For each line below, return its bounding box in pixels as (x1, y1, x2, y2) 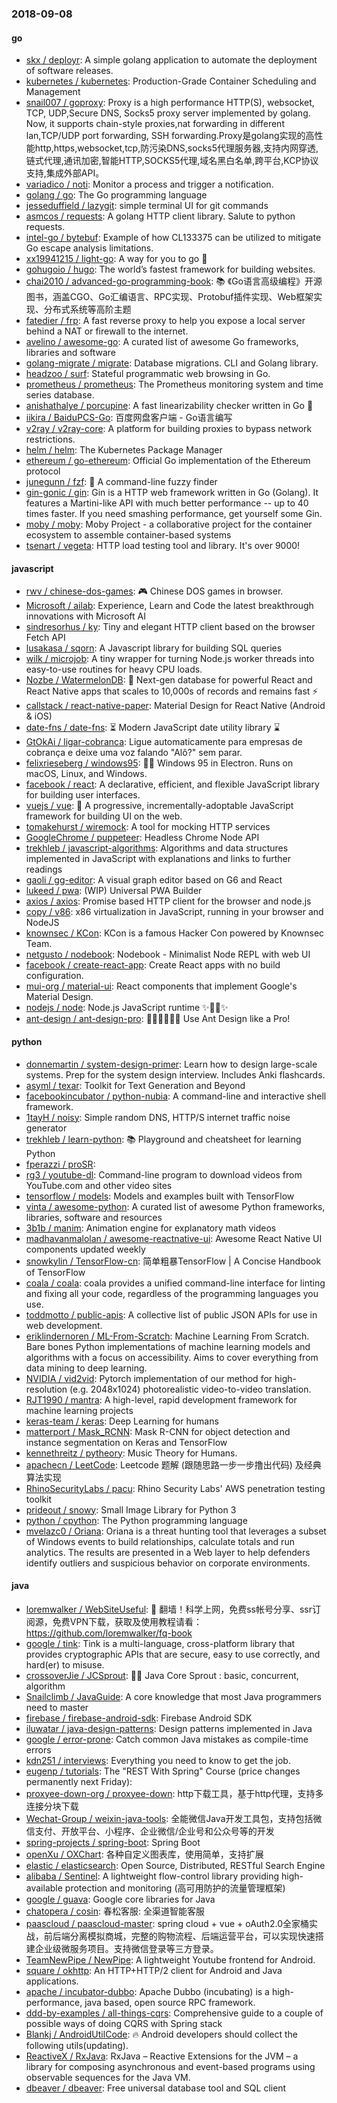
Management (25, 86, 81, 98)
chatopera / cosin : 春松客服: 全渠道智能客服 (25, 1905, 205, 1917)
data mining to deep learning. (25, 1362, 148, 1374)
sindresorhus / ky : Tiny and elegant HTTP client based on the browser (25, 621, 316, 633)
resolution (25, 1383, 68, 1395)
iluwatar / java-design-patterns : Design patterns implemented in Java (25, 1722, 313, 1734)
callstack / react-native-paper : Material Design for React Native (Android (25, 700, 326, 712)
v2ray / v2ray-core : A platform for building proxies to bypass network (25, 423, 313, 435)
